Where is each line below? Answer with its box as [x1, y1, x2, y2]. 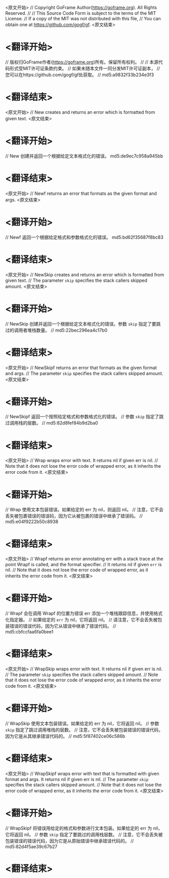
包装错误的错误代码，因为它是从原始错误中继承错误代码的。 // [5, 837, 134, 844]
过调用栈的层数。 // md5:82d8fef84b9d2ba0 [5, 420, 99, 426]
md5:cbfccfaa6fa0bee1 [5, 629, 54, 635]
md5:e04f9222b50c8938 [5, 518, 59, 525]
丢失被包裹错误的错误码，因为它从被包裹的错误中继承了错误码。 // [5, 513, 143, 519]
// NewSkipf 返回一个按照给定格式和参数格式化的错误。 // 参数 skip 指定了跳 [5, 413, 164, 420]
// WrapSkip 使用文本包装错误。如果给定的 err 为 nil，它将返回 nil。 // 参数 [5, 721, 159, 727]
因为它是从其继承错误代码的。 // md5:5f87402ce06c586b [5, 733, 125, 739]
